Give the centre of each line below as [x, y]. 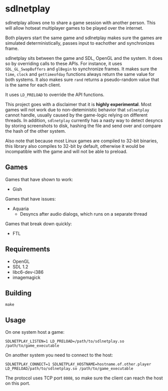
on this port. [18, 383]
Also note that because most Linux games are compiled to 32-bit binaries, [81, 141]
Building [18, 293]
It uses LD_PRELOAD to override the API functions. [55, 94]
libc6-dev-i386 [28, 272]
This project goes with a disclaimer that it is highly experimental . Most [78, 104]
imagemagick [26, 277]
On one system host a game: [35, 332]
